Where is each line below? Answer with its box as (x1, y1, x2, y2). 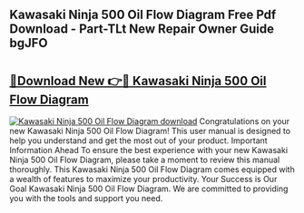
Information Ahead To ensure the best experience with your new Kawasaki (9, 145, 289, 155)
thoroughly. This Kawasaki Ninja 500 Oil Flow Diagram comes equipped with (9, 164, 295, 175)
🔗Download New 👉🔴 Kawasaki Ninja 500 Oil (9, 73, 267, 89)
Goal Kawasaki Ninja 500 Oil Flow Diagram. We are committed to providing (9, 183, 289, 194)
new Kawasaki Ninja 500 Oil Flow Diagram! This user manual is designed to (9, 126, 291, 136)
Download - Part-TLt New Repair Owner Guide (9, 22, 275, 37)
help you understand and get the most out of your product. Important (9, 135, 268, 146)
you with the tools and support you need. (9, 193, 163, 203)
